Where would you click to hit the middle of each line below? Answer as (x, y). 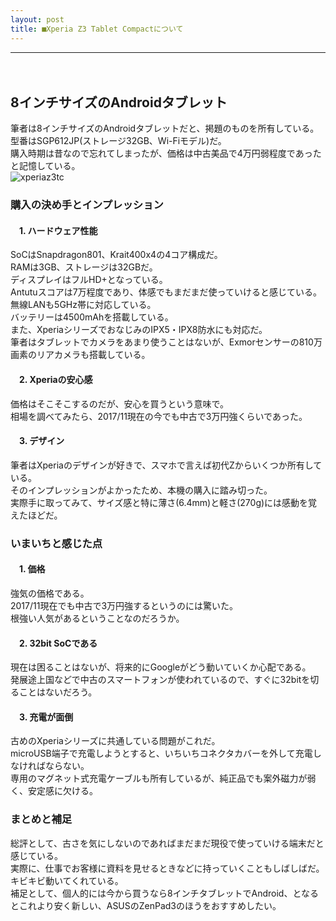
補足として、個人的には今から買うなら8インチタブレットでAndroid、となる (165, 893)
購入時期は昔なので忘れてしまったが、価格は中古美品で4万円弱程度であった (166, 153)
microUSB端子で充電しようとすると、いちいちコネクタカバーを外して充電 (161, 753)
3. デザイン (41, 441)
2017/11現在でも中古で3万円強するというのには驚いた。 (124, 605)
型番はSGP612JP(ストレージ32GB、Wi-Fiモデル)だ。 (118, 141)
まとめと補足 (41, 819)
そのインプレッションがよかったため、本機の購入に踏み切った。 (141, 490)
